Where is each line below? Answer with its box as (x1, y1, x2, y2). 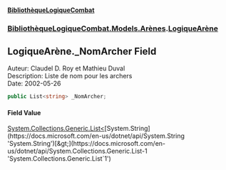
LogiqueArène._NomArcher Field (7, 45, 157, 57)
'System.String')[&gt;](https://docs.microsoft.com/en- (7, 139, 166, 148)
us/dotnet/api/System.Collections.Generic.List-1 (7, 147, 148, 156)
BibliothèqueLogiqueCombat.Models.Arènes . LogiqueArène (7, 23, 219, 33)
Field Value (7, 108, 41, 117)
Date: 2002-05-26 (7, 79, 62, 88)
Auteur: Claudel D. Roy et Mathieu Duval (7, 64, 125, 73)
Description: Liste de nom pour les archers (7, 72, 133, 80)
